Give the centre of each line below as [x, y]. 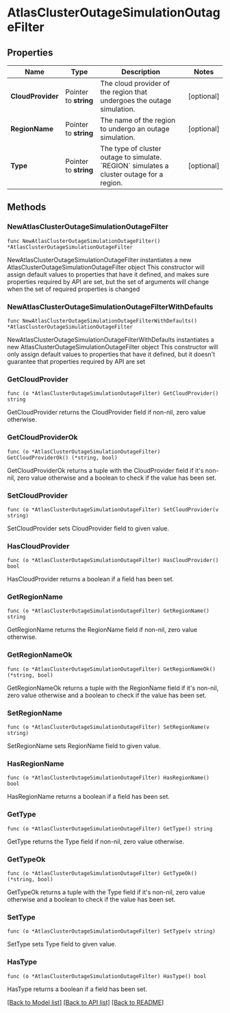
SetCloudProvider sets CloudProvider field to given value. [88, 528]
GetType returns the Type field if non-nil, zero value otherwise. [96, 841]
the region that [124, 92]
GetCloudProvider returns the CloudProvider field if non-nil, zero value [106, 412]
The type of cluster [131, 149]
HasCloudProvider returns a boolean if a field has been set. [91, 579]
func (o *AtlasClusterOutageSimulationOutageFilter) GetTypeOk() [102, 873]
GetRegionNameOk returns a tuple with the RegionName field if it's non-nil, [113, 688]
